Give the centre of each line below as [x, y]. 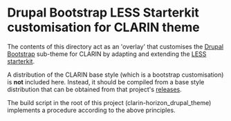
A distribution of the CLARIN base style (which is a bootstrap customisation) [115, 75]
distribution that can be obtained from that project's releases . [94, 89]
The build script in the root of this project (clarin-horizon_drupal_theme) [109, 102]
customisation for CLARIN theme [103, 27]
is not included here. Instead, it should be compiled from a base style [106, 82]
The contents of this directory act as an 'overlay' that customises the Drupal [115, 46]
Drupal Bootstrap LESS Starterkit [103, 13]
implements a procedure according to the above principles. [91, 110]
